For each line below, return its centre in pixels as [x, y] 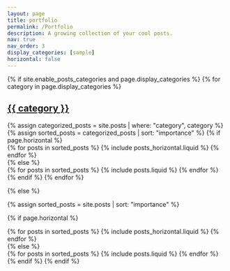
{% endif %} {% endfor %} [46, 177]
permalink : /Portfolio [40, 27]
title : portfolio [32, 20]
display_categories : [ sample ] [51, 53]
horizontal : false [34, 59]
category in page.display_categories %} [64, 86]
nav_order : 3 [26, 46]
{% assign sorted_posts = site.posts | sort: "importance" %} [93, 204]
